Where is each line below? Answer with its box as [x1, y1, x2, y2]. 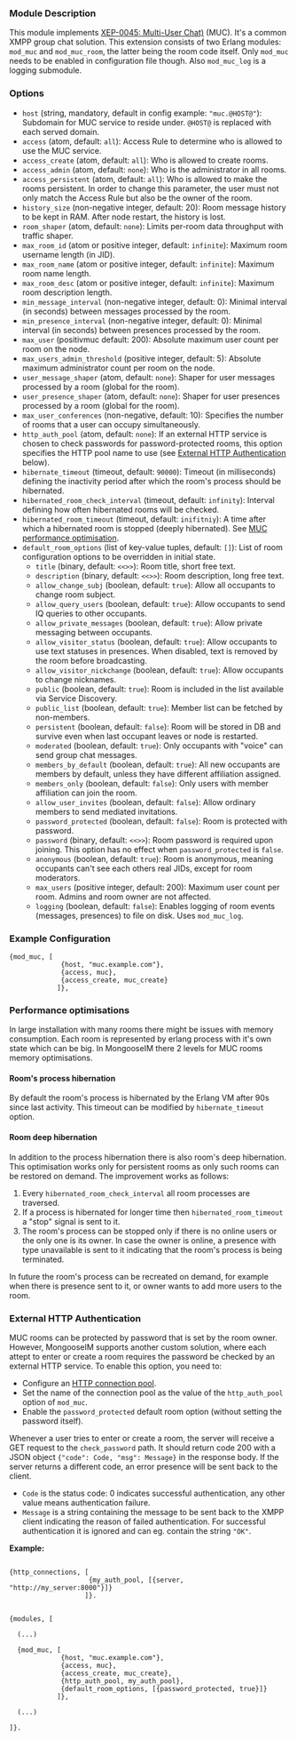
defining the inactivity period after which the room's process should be [21, 475, 282, 486]
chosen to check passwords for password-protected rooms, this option [21, 438, 283, 449]
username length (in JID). [21, 249, 115, 259]
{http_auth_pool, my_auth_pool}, [60, 1676, 184, 1686]
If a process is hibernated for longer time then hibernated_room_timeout [21, 1207, 284, 1217]
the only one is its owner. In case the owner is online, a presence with [21, 1234, 277, 1246]
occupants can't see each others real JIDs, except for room [35, 863, 253, 874]
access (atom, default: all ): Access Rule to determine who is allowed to [21, 136, 283, 147]
